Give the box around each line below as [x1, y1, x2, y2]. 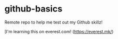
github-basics [4, 3, 62, 14]
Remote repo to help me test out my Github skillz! [4, 19, 103, 25]
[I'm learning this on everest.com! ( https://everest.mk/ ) [4, 28, 114, 34]
